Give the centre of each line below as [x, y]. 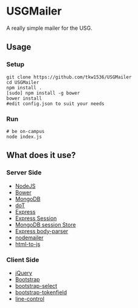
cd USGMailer [23, 82]
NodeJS [25, 186]
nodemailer [29, 238]
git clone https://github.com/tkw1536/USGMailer [69, 77]
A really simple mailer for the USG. [50, 28]
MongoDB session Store [45, 224]
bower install [24, 98]
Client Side [23, 259]
